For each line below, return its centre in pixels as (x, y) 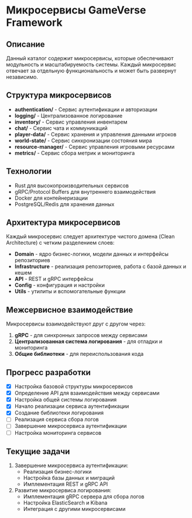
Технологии (29, 171)
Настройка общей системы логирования (66, 400)
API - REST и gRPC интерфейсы (54, 279)
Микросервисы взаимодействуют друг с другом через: (76, 324)
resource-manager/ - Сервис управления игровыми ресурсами (94, 146)
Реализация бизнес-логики (57, 472)
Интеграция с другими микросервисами (74, 509)
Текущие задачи (38, 451)
